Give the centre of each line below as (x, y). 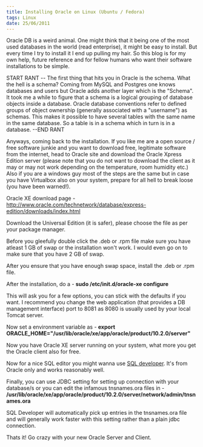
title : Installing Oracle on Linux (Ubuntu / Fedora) (76, 12)
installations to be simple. (38, 66)
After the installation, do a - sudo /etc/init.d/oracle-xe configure (87, 284)
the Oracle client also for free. (43, 352)
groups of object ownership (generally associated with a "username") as (97, 111)
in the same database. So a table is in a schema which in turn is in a (91, 123)
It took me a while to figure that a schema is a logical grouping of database (99, 97)
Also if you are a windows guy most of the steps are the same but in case (98, 174)
